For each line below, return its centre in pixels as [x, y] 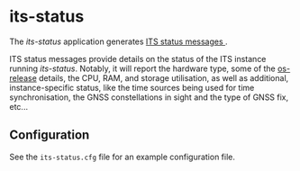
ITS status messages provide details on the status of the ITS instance [138, 58]
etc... [19, 106]
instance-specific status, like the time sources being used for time [132, 87]
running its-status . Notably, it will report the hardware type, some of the [143, 68]
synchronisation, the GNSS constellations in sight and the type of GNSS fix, [149, 97]
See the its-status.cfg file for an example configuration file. [123, 157]
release [23, 77]
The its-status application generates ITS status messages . [118, 41]
